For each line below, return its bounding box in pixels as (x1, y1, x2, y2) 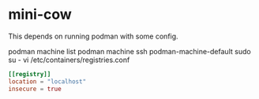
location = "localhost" (8, 77, 87, 86)
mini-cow (8, 5, 73, 24)
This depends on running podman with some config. (8, 31, 179, 41)
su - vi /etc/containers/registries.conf (8, 55, 130, 64)
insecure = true (8, 85, 62, 93)
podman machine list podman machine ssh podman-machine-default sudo (8, 46, 251, 56)
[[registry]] (8, 70, 51, 78)
